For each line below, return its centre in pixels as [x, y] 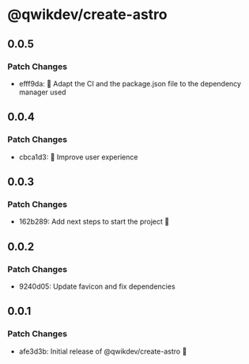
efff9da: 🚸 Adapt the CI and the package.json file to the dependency [130, 83]
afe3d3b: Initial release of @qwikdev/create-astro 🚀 [103, 351]
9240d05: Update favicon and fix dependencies [97, 286]
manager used [42, 92]
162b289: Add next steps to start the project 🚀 [94, 222]
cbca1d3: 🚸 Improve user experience [78, 157]
